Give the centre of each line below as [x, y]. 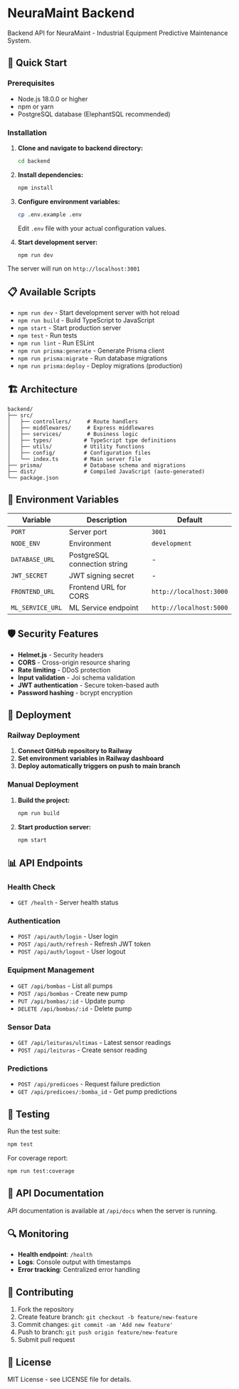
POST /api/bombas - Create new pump [73, 993]
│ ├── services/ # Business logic [73, 434]
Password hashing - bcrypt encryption [75, 692]
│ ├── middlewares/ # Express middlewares [81, 428]
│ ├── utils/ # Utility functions [76, 447]
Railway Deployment [44, 735]
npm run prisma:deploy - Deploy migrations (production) [100, 366]
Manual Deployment [43, 784]
